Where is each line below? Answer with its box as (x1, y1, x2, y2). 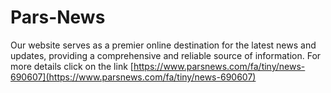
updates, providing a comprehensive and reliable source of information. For (10, 49, 322, 61)
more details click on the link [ (10, 60, 134, 72)
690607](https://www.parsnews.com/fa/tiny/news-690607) (10, 71, 257, 83)
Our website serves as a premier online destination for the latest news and (10, 39, 317, 51)
